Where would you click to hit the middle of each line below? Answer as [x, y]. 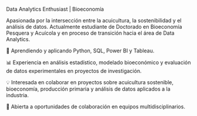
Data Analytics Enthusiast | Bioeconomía [55, 9]
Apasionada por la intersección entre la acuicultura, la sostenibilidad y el [94, 20]
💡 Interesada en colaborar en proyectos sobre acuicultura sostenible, [90, 82]
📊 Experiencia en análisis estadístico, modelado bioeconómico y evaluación [98, 62]
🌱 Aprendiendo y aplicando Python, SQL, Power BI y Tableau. [80, 51]
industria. [18, 95]
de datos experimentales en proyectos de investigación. [74, 71]
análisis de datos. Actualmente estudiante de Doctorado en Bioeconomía [94, 27]
